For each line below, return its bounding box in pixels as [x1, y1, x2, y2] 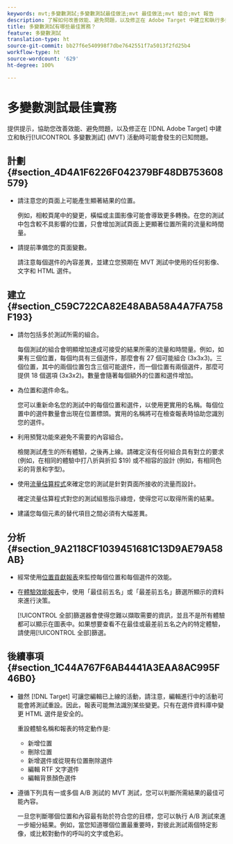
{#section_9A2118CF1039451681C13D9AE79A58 [7, 543, 223, 555]
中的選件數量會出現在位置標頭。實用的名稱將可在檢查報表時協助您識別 [23, 410, 224, 418]
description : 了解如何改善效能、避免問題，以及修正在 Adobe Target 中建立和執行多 [7, 17, 225, 24]
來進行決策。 [17, 596, 54, 605]
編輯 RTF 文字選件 [27, 765, 80, 773]
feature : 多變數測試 [7, 29, 61, 37]
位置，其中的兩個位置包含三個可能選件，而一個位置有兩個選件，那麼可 [23, 362, 224, 371]
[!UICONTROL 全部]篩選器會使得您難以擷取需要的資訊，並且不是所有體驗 [17, 611, 225, 619]
